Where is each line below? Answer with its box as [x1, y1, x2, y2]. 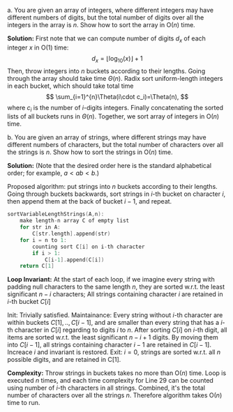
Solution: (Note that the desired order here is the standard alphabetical [7, 162, 211, 170]
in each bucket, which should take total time [7, 82, 134, 90]
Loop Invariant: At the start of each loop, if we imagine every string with [7, 275, 215, 284]
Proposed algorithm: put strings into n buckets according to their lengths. [7, 183, 218, 191]
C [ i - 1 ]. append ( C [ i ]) [44, 256, 105, 264]
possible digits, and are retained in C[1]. [7, 356, 121, 364]
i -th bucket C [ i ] [7, 298, 51, 306]
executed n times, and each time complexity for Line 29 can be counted [7, 376, 214, 385]
